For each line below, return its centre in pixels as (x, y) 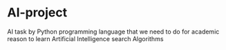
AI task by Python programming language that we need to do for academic (113, 32)
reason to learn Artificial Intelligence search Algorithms (85, 38)
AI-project (37, 13)
